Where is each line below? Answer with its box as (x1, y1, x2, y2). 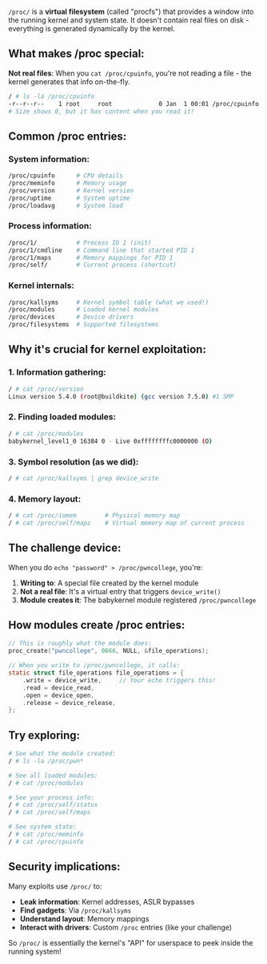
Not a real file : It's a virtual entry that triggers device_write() (19, 586, 221, 596)
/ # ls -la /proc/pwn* (8, 757, 84, 765)
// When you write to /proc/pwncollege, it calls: (8, 662, 181, 670)
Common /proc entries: (8, 129, 127, 143)
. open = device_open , (22, 691, 94, 699)
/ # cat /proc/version (8, 385, 84, 393)
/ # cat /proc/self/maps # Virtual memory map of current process (8, 519, 245, 527)
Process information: (8, 221, 92, 232)
